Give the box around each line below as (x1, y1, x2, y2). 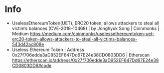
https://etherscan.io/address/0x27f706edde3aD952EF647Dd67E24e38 (11, 57, 159, 63)
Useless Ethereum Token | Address (11, 46, 84, 52)
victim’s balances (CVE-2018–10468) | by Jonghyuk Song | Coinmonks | (11, 25, 160, 31)
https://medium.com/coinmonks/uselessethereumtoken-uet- (30, 30, 155, 36)
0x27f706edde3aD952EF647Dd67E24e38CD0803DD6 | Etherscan (11, 51, 150, 58)
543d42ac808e (11, 41, 44, 47)
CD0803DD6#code (11, 62, 52, 68)
